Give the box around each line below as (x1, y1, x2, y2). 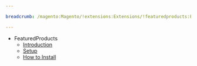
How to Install (22, 53, 56, 60)
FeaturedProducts (14, 34, 58, 41)
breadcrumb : (5, 13, 35, 19)
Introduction (22, 41, 53, 48)
